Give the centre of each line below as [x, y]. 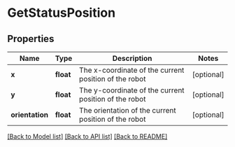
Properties [31, 39]
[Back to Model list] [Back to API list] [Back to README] [87, 136]
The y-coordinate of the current [132, 90]
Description [132, 58]
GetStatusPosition [62, 13]
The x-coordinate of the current [132, 70]
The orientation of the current [128, 110]
